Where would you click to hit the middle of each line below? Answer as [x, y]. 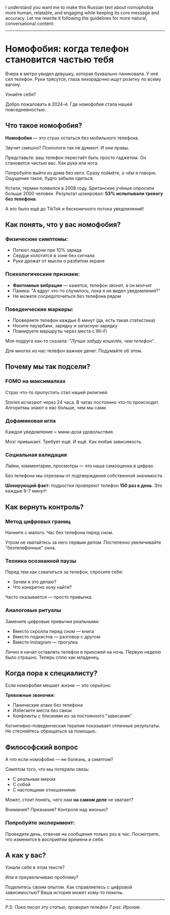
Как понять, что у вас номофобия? [63, 225]
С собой [22, 784]
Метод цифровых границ [38, 522]
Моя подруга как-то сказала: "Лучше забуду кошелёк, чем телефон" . [80, 341]
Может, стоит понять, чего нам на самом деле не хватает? [69, 800]
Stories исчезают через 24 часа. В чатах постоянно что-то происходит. [82, 402]
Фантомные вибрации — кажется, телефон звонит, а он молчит [82, 285]
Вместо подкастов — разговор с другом [56, 636]
